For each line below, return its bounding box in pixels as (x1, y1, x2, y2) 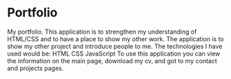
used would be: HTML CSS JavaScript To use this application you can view (7, 49, 221, 58)
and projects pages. (7, 64, 64, 72)
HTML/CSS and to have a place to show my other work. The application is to (7, 34, 224, 43)
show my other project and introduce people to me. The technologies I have (7, 42, 223, 50)
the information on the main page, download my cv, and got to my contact (7, 56, 217, 65)
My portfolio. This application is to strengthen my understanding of (7, 27, 197, 36)
